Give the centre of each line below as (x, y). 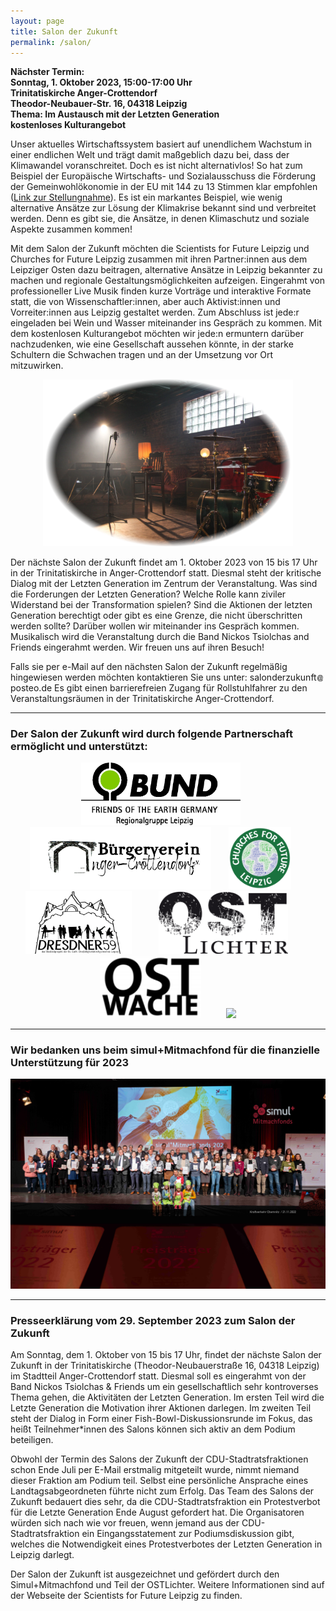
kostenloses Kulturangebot (68, 125)
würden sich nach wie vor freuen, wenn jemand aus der (125, 1523)
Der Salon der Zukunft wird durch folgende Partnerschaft (151, 733)
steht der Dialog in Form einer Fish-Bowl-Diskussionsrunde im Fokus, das (161, 1419)
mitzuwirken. (37, 366)
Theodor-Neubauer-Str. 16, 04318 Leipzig (99, 104)
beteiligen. (32, 1440)
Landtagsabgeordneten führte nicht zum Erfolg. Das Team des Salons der (162, 1491)
